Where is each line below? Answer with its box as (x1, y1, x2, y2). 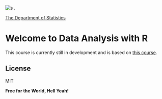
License (5, 64, 31, 73)
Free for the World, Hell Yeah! (5, 87, 69, 94)
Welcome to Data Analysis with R (5, 33, 148, 44)
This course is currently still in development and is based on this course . (5, 49, 157, 56)
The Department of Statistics (5, 15, 66, 20)
